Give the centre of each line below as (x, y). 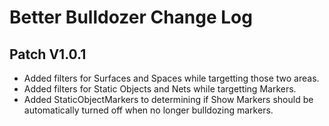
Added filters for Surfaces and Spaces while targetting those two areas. (171, 78)
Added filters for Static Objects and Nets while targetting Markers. (160, 89)
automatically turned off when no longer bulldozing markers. (148, 110)
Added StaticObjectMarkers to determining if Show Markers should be (168, 99)
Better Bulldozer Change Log (131, 17)
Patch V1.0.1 (48, 54)
